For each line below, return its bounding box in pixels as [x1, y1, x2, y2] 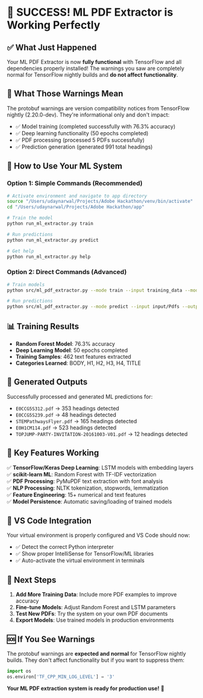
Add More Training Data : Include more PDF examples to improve [15, 591, 177, 598]
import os [7, 668, 32, 674]
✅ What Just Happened [7, 42, 97, 53]
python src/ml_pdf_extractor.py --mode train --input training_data [7, 287, 183, 293]
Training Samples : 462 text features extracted [15, 353, 131, 360]
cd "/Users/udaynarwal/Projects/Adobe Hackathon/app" [7, 204, 145, 210]
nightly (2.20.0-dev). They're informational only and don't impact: [7, 111, 170, 118]
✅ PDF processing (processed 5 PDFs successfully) [15, 136, 145, 144]
